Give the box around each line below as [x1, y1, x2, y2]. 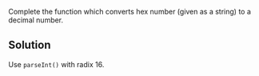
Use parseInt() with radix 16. [8, 59, 105, 69]
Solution [8, 38, 51, 52]
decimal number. [8, 15, 64, 25]
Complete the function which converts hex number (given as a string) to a [8, 7, 252, 16]
